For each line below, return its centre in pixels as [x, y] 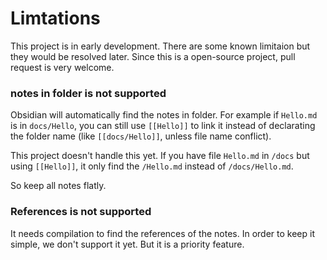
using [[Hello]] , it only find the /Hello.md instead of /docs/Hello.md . [152, 166]
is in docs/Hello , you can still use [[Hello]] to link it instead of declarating [163, 126]
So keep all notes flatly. [58, 186]
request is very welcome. [62, 67]
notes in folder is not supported [88, 93]
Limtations [55, 18]
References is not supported [81, 212]
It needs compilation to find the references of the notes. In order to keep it [162, 233]
